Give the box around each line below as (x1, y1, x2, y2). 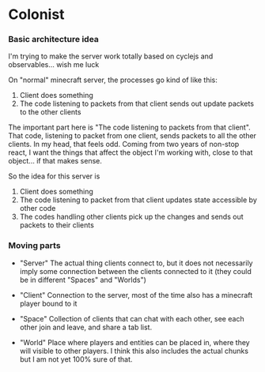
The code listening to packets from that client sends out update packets (19, 99, 255, 108)
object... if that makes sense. (8, 156, 103, 166)
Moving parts (8, 240, 61, 251)
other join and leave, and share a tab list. (19, 322, 153, 332)
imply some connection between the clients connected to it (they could (19, 266, 252, 276)
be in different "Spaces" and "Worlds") (19, 275, 146, 284)
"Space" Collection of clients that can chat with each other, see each (19, 314, 244, 323)
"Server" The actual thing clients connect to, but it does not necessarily (19, 258, 253, 268)
